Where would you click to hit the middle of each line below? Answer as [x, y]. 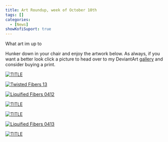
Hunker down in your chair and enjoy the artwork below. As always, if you [83, 54]
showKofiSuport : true [28, 29]
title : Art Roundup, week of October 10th [51, 10]
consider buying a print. [30, 65]
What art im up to [23, 44]
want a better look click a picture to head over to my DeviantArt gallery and [84, 59]
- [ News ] [19, 24]
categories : [18, 19]
